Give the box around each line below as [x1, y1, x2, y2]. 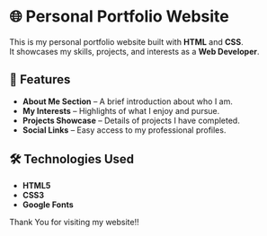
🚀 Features [9, 72, 71, 87]
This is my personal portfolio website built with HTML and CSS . [9, 36, 245, 47]
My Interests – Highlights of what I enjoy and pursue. [22, 105, 220, 116]
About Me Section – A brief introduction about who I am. [22, 96, 234, 107]
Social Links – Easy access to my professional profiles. [22, 124, 227, 135]
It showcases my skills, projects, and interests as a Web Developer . [9, 46, 260, 57]
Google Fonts [22, 199, 74, 210]
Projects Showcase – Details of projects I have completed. [22, 115, 240, 126]
